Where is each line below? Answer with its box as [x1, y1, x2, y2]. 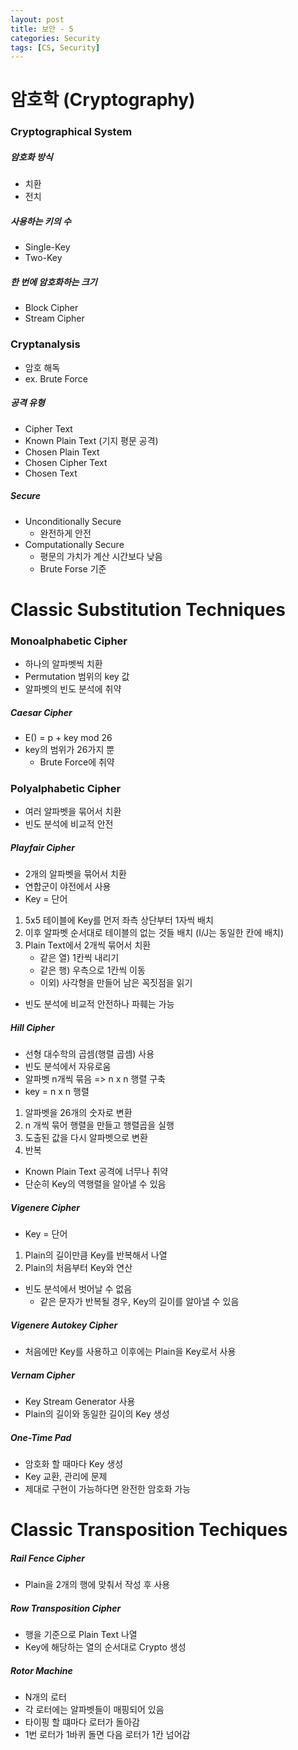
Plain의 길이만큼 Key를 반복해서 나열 [24, 1249, 168, 1261]
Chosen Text [24, 467, 78, 479]
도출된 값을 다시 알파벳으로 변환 [24, 1132, 148, 1144]
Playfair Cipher [10, 841, 75, 853]
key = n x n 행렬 [24, 1086, 90, 1098]
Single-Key [24, 241, 71, 253]
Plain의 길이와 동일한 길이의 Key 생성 [24, 1408, 170, 1420]
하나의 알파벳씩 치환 [24, 657, 103, 670]
